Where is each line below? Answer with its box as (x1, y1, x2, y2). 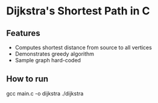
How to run (6, 74, 49, 84)
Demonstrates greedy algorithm (14, 50, 95, 57)
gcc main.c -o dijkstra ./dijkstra (6, 90, 84, 97)
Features (6, 28, 40, 38)
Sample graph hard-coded (14, 57, 81, 63)
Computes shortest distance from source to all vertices (14, 44, 152, 51)
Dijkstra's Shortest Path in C (6, 4, 150, 18)
